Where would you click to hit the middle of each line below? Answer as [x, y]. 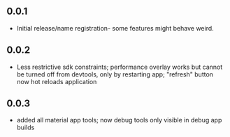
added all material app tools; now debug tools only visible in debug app [119, 120]
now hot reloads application [57, 81]
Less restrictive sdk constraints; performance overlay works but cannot [120, 67]
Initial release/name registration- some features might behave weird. [115, 28]
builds [26, 127]
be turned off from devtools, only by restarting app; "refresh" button [115, 74]
